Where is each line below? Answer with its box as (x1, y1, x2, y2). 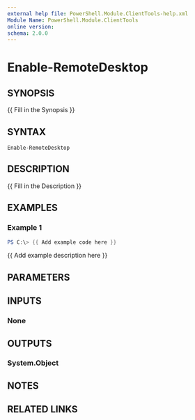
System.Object (7, 358, 59, 368)
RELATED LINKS (7, 403, 78, 415)
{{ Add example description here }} (7, 251, 108, 260)
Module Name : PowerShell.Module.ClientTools (7, 17, 139, 24)
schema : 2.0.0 (7, 29, 49, 37)
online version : (7, 23, 54, 30)
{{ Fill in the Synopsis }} (7, 106, 75, 114)
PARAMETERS (7, 271, 70, 283)
